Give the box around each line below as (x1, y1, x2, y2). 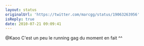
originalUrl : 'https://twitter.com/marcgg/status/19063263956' (5, 12, 140, 17)
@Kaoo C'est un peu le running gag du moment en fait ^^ (5, 35, 122, 41)
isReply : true (5, 16, 35, 21)
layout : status (5, 7, 37, 12)
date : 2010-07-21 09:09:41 (5, 21, 61, 26)
